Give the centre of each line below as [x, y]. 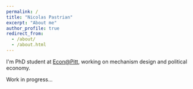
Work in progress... [29, 79]
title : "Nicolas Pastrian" [39, 17]
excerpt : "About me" [32, 23]
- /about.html [29, 45]
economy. [18, 68]
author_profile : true [33, 28]
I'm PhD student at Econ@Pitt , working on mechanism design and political [97, 61]
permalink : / [22, 12]
